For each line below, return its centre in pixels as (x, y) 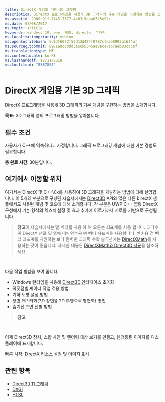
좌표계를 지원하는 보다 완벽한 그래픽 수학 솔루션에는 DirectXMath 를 (87, 239)
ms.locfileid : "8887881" (30, 65)
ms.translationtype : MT (29, 51)
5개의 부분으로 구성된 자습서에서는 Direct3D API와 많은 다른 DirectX (86, 198)
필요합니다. (16, 151)
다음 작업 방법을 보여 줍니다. (32, 271)
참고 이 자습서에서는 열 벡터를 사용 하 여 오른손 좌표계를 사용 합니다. (81, 227)
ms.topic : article (24, 28)
